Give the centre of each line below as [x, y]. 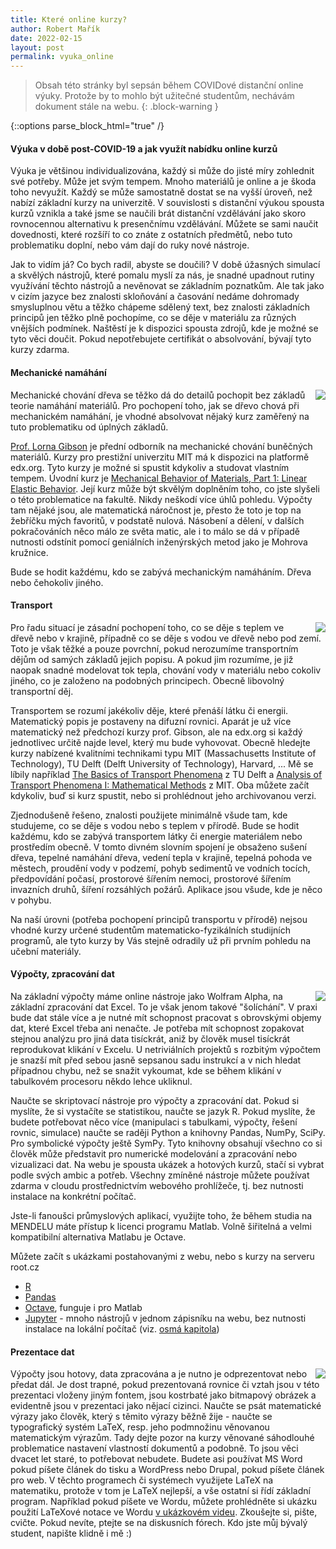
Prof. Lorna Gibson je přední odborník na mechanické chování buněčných [161, 446]
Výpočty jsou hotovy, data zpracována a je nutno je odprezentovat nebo [159, 1374]
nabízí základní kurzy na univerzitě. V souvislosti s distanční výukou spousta [167, 203]
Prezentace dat [42, 1352]
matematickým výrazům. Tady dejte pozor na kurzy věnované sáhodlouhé [162, 1438]
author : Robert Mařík [55, 29]
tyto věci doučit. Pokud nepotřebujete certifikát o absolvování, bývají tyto [161, 339]
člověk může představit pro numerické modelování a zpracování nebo [154, 1153]
